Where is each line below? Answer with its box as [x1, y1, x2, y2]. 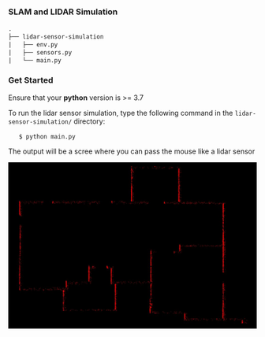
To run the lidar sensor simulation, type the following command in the [8, 108, 233, 117]
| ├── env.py [8, 41, 58, 49]
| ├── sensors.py [8, 49, 73, 57]
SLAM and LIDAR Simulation [8, 6, 118, 17]
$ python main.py [18, 132, 77, 140]
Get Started [8, 75, 54, 86]
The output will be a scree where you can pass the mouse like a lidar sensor [8, 146, 256, 156]
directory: [73, 117, 106, 126]
